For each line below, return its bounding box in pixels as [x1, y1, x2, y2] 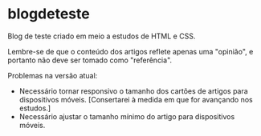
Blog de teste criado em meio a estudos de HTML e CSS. [7, 31, 196, 41]
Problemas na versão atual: [7, 70, 98, 80]
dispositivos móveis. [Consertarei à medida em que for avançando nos [18, 94, 254, 104]
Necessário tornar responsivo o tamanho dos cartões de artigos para [18, 86, 248, 96]
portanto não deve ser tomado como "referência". [7, 55, 173, 65]
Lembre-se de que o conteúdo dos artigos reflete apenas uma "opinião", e [7, 46, 254, 56]
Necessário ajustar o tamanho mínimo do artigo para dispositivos [18, 111, 235, 121]
